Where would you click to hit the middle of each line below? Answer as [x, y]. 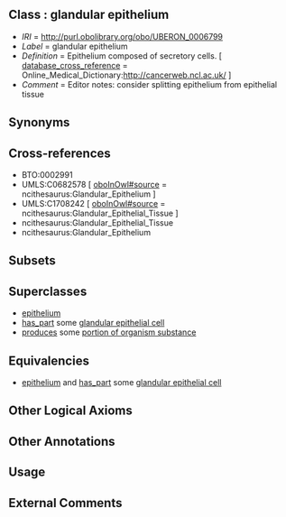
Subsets [32, 261]
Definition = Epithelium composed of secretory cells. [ [122, 55]
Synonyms [39, 122]
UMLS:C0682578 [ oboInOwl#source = [94, 185]
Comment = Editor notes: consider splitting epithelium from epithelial [149, 84]
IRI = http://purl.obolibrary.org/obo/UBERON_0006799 [122, 36]
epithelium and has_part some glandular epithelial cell [121, 383]
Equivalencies [49, 360]
